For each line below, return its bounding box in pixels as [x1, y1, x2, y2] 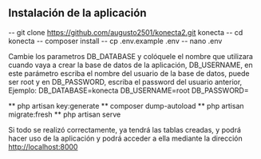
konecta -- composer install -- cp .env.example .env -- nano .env [8, 36, 223, 46]
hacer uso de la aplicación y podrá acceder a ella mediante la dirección [8, 133, 243, 143]
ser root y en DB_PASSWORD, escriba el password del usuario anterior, [8, 77, 243, 86]
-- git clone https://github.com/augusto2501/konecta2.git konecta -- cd [8, 27, 243, 37]
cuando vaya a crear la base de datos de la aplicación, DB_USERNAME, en [8, 60, 253, 70]
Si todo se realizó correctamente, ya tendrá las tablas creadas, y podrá [8, 125, 242, 134]
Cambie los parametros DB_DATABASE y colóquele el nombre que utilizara [8, 51, 254, 61]
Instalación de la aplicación [8, 6, 147, 20]
